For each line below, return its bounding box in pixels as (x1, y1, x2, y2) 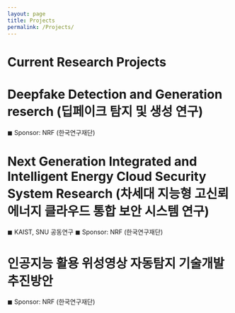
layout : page (7, 10, 46, 18)
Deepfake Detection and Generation (7, 86, 223, 102)
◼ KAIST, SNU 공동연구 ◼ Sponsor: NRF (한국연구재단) (7, 228, 164, 237)
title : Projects (7, 17, 55, 24)
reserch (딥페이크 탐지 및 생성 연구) (7, 103, 204, 119)
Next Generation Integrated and (7, 153, 197, 170)
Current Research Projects (7, 54, 166, 70)
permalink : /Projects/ (7, 23, 74, 30)
